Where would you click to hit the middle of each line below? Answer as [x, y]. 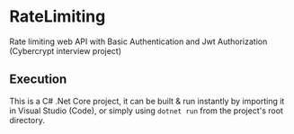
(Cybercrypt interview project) [66, 50]
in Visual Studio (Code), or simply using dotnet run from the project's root [146, 111]
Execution [38, 80]
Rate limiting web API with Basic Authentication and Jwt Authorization [138, 41]
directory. [27, 120]
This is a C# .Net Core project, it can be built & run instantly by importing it [147, 101]
